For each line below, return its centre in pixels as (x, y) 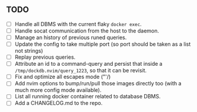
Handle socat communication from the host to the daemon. (87, 31)
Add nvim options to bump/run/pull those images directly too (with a (98, 84)
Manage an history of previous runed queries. (71, 37)
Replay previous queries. (45, 57)
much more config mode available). (58, 90)
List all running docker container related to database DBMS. (88, 97)
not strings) (29, 51)
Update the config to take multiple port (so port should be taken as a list (103, 44)
